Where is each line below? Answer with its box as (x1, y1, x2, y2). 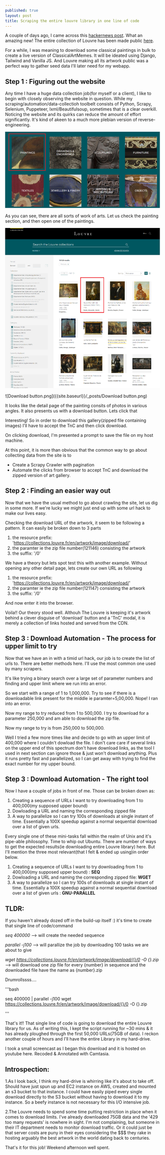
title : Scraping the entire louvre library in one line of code (5, 18, 139, 23)
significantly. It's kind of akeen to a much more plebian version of (5, 116, 137, 123)
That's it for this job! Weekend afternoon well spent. (5, 1145, 110, 1151)
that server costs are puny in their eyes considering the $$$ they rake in (5, 1130, 151, 1136)
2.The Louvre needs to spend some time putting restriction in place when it (5, 1109, 157, 1115)
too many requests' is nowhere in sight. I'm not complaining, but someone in (5, 1119, 160, 1125)
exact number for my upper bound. (5, 761, 76, 767)
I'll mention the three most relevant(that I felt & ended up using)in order (5, 849, 149, 855)
